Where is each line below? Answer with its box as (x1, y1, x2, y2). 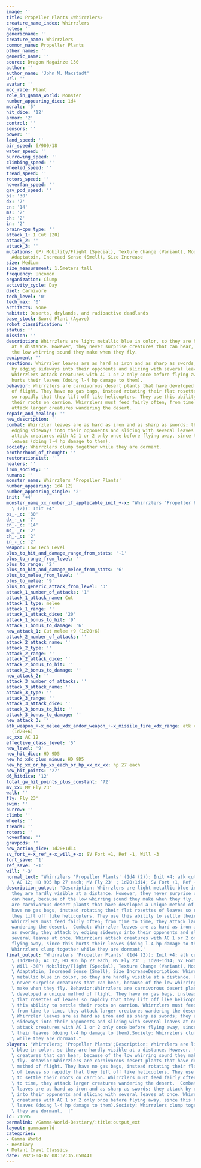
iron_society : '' (6, 466, 50, 472)
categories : (6, 1130, 36, 1136)
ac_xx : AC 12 (6, 734, 39, 740)
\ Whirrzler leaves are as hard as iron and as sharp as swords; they (11, 1013, 191, 1019)
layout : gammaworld (6, 1125, 55, 1131)
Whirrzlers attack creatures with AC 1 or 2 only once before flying (11, 372, 188, 378)
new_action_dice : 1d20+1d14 (6, 846, 77, 852)
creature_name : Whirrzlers (6, 37, 74, 43)
